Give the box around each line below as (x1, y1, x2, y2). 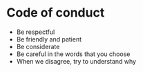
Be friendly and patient (16, 35, 82, 43)
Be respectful (16, 28, 55, 36)
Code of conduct (6, 5, 105, 21)
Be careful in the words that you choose (16, 50, 131, 58)
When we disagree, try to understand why (16, 57, 136, 65)
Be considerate (16, 42, 60, 51)
